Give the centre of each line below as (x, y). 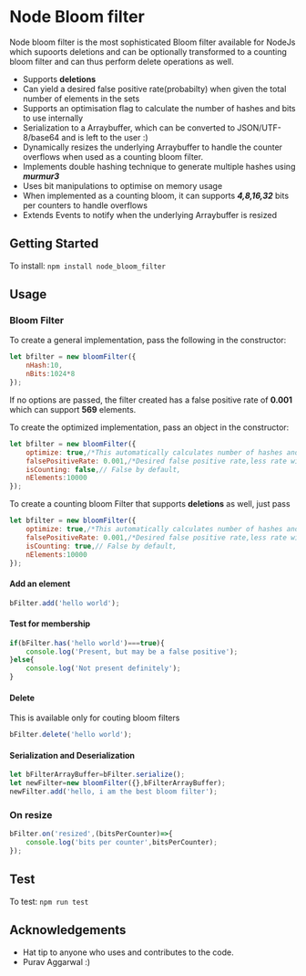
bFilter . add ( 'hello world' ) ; (65, 603)
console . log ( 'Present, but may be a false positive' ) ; (132, 651)
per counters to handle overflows (85, 205)
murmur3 (41, 176)
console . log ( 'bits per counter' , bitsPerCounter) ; (122, 843)
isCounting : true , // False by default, (102, 546)
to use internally (53, 118)
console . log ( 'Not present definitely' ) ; (103, 668)
